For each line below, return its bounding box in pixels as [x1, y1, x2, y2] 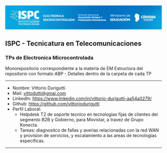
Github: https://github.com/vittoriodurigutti [12, 100, 100, 107]
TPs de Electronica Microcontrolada [5, 54, 93, 61]
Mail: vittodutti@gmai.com [12, 90, 66, 96]
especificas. [19, 138, 45, 144]
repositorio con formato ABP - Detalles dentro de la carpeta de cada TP [5, 71, 152, 76]
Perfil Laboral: [12, 106, 41, 112]
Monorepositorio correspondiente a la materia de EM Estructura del [5, 65, 143, 71]
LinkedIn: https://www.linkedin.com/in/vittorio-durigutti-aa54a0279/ [12, 95, 152, 101]
